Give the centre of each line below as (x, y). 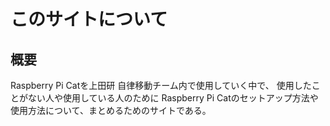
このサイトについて (89, 19)
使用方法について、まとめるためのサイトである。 (111, 110)
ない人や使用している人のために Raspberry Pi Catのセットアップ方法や (173, 98)
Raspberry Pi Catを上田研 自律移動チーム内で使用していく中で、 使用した (161, 85)
